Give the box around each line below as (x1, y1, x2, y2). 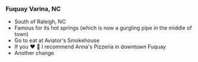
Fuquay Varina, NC (5, 5, 61, 13)
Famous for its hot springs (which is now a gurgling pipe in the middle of (14, 24, 192, 31)
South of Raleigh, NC (14, 18, 66, 25)
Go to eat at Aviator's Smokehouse (14, 37, 100, 44)
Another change (14, 50, 54, 57)
